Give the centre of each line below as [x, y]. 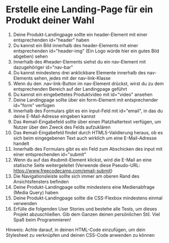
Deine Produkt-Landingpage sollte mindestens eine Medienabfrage [84, 187]
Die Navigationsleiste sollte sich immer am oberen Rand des [76, 176]
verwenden [25, 203]
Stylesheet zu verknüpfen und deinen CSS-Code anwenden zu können [80, 235]
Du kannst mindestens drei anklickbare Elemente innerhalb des [79, 72]
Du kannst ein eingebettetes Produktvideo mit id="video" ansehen [83, 94]
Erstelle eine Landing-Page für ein [79, 9]
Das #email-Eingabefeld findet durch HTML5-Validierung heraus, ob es [88, 132]
